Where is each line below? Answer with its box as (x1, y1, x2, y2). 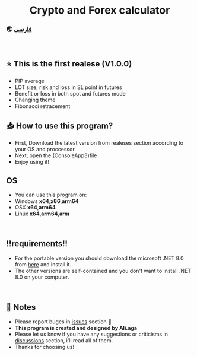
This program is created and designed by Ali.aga (14, 324, 138, 331)
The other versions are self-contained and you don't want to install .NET (14, 267, 192, 274)
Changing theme (14, 96, 56, 104)
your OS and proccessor (14, 146, 75, 153)
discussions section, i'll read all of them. (14, 336, 113, 344)
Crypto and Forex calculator (29, 4, 170, 17)
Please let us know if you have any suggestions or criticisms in (14, 330, 168, 338)
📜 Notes (6, 302, 36, 312)
